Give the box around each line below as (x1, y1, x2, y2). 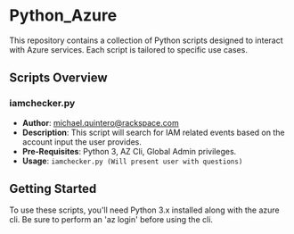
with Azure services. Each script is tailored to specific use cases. (9, 44, 248, 54)
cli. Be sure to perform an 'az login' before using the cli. (9, 214, 214, 225)
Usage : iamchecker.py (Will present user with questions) (21, 155, 243, 166)
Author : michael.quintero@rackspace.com (21, 117, 180, 128)
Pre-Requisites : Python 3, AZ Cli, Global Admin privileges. (21, 146, 237, 156)
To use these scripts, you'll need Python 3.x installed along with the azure (9, 205, 280, 215)
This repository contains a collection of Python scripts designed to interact (9, 35, 283, 46)
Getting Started (9, 181, 97, 196)
